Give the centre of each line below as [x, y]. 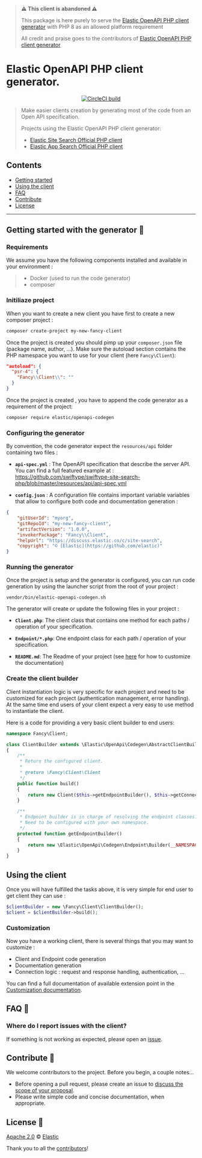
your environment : [29, 267]
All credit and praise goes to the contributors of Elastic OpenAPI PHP [106, 38]
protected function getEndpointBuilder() [69, 833]
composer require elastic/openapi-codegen [60, 417]
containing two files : [32, 453]
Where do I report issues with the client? [67, 1026]
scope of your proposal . [44, 1091]
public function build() [48, 783]
